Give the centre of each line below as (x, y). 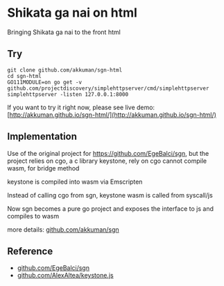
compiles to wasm (33, 216)
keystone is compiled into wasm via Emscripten (75, 182)
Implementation (42, 137)
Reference (30, 251)
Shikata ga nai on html (72, 13)
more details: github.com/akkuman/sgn (63, 229)
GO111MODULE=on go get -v (44, 82)
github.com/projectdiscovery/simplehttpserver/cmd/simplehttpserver (108, 88)
